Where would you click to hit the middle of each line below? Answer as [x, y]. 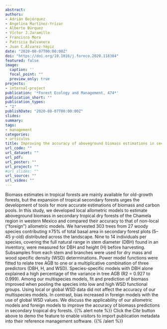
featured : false [22, 61]
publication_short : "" [29, 97]
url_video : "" [20, 181]
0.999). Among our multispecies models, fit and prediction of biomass [77, 279]
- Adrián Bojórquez [25, 19]
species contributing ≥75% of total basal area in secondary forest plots [78, 231]
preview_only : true [30, 79]
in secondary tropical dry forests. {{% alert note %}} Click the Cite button [80, 310]
